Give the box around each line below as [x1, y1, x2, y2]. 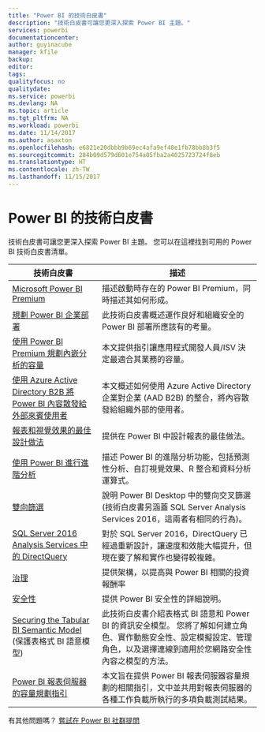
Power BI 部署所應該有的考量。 [101, 321, 216, 332]
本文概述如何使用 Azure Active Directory [101, 380, 252, 391]
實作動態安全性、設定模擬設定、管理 [117, 632, 252, 643]
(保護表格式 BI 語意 [12, 636, 83, 647]
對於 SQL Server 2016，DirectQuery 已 [101, 528, 248, 539]
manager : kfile [8, 48, 58, 56]
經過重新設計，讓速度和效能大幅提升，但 [101, 540, 252, 551]
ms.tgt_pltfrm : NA [8, 114, 69, 122]
